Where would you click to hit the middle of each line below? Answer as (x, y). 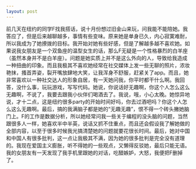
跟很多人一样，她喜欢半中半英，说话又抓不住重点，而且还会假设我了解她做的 (98, 124)
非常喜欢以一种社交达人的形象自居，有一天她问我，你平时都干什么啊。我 (93, 80)
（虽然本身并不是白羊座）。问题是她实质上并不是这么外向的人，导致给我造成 (97, 58)
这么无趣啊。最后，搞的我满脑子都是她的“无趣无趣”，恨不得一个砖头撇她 (98, 109)
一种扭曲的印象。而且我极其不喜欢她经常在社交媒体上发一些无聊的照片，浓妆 (98, 65)
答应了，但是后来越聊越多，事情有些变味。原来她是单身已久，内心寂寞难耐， (98, 36)
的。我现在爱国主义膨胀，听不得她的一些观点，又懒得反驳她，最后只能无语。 (98, 145)
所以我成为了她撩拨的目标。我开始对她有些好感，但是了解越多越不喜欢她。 (95, 43)
